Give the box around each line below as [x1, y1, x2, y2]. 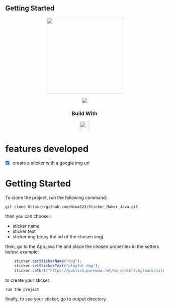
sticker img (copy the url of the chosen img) [12, 234, 104, 240]
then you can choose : [5, 213, 52, 219]
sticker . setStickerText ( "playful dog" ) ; [14, 263, 100, 268]
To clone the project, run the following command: [5, 194, 107, 201]
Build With [71, 110, 98, 117]
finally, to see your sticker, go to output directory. [5, 295, 107, 302]
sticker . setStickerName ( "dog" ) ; [14, 259, 82, 264]
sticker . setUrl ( [14, 268, 49, 273]
